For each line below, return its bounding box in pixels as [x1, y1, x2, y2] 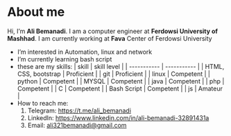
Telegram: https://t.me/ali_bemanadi [27, 106, 132, 115]
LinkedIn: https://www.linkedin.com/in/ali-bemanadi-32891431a [27, 113, 209, 122]
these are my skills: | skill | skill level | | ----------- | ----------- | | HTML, [17, 62, 225, 70]
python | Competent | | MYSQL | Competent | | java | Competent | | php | [17, 77, 225, 85]
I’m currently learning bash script [17, 55, 112, 63]
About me [7, 4, 65, 20]
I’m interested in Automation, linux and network [17, 48, 153, 56]
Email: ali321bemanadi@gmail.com [27, 121, 127, 129]
